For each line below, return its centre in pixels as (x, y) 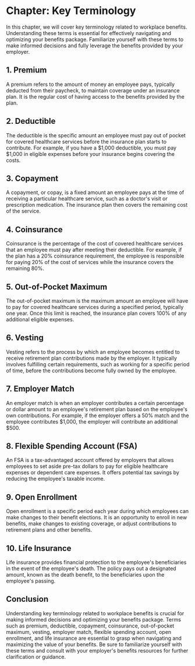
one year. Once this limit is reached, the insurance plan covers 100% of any (97, 313)
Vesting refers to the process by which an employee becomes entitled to (93, 352)
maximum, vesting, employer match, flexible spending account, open (89, 632)
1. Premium (26, 70)
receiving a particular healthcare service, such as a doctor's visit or (87, 199)
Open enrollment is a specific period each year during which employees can (97, 511)
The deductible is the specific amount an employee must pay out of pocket (96, 135)
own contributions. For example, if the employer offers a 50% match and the (97, 415)
